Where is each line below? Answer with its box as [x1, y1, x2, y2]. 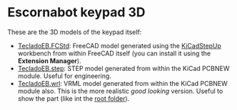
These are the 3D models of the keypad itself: [7, 28, 142, 36]
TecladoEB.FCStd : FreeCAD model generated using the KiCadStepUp [17, 41, 221, 50]
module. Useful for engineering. [17, 72, 112, 80]
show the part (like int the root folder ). [17, 94, 130, 103]
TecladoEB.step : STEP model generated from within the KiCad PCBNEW [17, 64, 230, 72]
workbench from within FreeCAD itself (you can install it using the [17, 49, 211, 57]
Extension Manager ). [17, 56, 81, 65]
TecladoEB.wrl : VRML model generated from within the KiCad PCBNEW [17, 79, 228, 87]
